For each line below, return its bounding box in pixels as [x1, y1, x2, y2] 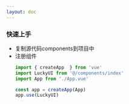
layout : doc [6, 8, 36, 15]
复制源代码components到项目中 [15, 45, 94, 52]
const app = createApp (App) [15, 86, 86, 93]
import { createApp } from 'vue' [15, 64, 102, 70]
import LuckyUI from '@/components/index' [15, 70, 124, 76]
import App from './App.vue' [15, 76, 89, 82]
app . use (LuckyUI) [15, 92, 59, 99]
